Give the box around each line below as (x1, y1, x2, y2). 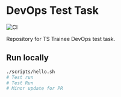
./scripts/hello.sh (6, 69, 55, 75)
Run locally (6, 52, 49, 63)
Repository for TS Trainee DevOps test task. (6, 35, 116, 42)
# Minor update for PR (6, 86, 63, 92)
